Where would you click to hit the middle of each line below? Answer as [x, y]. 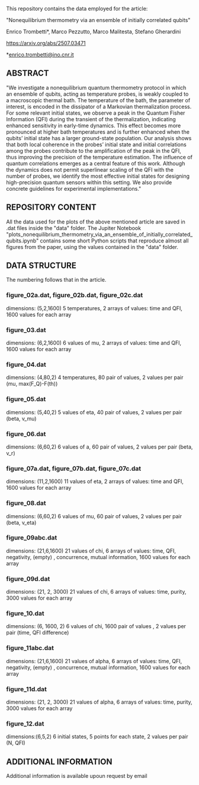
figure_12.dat [25, 723]
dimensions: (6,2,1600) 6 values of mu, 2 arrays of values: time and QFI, [94, 343]
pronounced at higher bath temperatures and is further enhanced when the [98, 132]
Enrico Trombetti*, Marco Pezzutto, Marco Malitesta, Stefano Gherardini [94, 31]
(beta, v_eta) [21, 522]
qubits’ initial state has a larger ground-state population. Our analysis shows [99, 138]
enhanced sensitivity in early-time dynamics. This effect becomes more [94, 125]
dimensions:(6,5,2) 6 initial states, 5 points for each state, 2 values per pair [97, 737]
